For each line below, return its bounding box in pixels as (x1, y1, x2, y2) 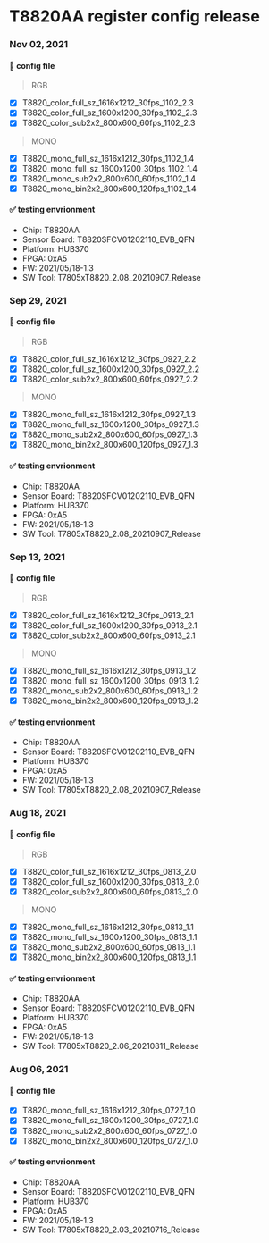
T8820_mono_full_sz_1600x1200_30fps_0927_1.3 (21, 419, 199, 430)
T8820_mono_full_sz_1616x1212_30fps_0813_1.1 (21, 921, 194, 932)
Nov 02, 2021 (9, 38, 69, 51)
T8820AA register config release (9, 6, 261, 27)
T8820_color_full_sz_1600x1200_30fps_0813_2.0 (21, 876, 200, 886)
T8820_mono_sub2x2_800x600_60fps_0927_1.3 (21, 429, 198, 440)
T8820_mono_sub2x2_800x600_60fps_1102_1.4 (21, 172, 197, 184)
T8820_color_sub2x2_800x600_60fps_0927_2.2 (21, 374, 198, 385)
